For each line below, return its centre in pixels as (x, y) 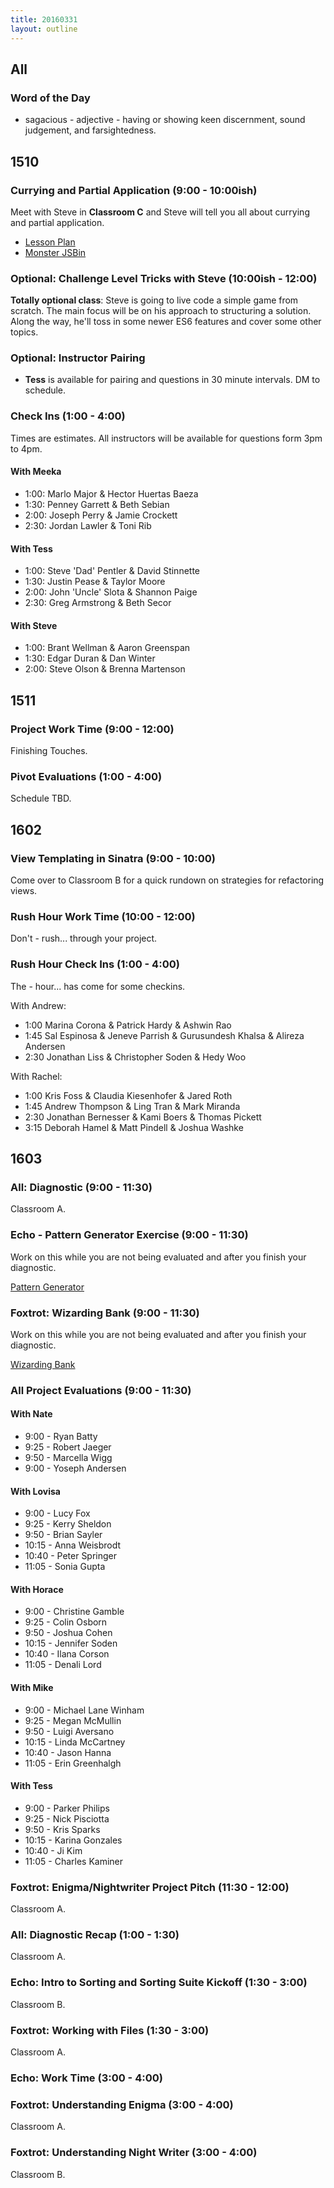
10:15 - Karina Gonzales (73, 1840)
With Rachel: (36, 1076)
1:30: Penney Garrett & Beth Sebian (97, 504)
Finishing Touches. (49, 751)
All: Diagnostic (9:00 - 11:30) (81, 1187)
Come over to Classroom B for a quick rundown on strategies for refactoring (167, 880)
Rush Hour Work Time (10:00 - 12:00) (103, 916)
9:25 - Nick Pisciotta (67, 1818)
